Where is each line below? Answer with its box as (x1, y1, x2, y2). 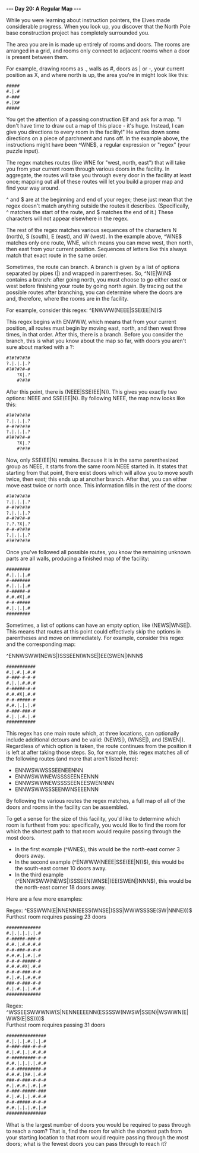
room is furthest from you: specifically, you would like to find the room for (6, 821, 186, 829)
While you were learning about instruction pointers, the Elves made (6, 17, 170, 23)
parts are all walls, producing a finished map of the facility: (6, 555, 150, 562)
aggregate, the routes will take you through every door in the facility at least (6, 172, 192, 179)
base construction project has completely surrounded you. (6, 29, 150, 36)
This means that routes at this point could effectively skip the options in (6, 627, 181, 635)
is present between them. (6, 54, 69, 60)
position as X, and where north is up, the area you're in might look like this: (6, 72, 189, 78)
